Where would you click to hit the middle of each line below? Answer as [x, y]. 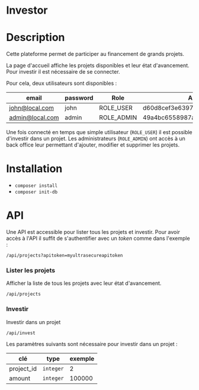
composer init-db [36, 192]
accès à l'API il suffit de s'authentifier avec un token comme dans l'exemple [98, 238]
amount [20, 378]
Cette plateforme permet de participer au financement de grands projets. [95, 54]
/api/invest [21, 333]
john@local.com [32, 108]
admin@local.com [34, 118]
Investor [27, 10]
